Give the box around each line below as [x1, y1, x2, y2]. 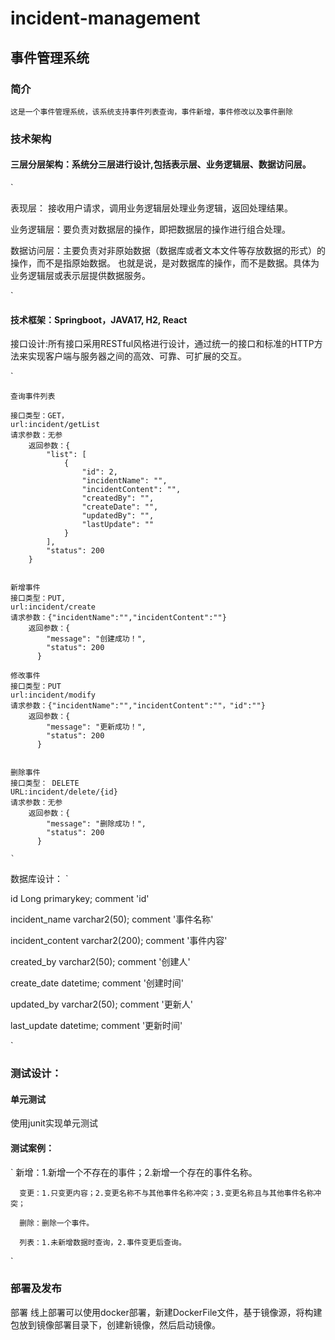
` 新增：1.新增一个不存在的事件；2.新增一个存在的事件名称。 [10, 1166, 258, 1178]
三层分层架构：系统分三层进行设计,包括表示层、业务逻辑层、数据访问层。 [10, 158, 312, 171]
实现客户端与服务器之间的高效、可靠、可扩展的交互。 [27, 350, 247, 362]
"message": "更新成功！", [46, 722, 147, 732]
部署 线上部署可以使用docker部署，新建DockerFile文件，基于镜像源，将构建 [10, 1306, 323, 1318]
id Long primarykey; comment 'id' [10, 893, 150, 905]
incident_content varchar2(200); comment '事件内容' [10, 935, 228, 947]
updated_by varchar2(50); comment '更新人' [10, 998, 193, 1011]
